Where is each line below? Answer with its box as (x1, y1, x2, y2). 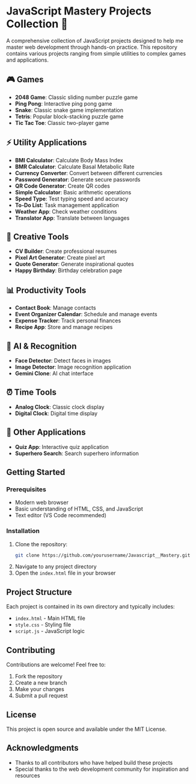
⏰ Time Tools (6, 387, 57, 398)
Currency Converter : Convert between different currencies (14, 169, 163, 176)
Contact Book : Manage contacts (14, 304, 96, 311)
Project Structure (6, 587, 72, 597)
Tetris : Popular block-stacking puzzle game (14, 113, 124, 120)
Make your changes (14, 686, 64, 693)
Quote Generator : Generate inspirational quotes (14, 261, 134, 268)
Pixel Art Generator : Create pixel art (14, 254, 105, 261)
